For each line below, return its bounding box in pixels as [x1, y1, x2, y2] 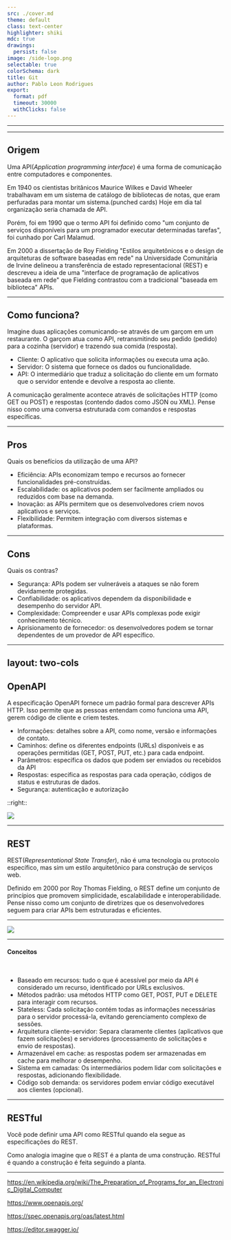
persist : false [13, 49, 57, 56]
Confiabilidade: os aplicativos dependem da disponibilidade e [16, 594, 192, 602]
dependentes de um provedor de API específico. [16, 631, 155, 639]
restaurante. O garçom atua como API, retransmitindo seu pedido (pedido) [7, 335, 218, 343]
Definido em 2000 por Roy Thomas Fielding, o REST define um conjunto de [7, 884, 220, 893]
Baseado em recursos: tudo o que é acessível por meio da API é [16, 976, 199, 984]
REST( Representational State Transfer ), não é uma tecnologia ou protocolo [7, 856, 220, 864]
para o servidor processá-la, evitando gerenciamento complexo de [16, 1012, 207, 1021]
